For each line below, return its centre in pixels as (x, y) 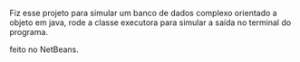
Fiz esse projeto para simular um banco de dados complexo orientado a (144, 13)
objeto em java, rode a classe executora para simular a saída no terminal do (150, 22)
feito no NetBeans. (44, 49)
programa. (29, 32)
